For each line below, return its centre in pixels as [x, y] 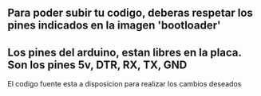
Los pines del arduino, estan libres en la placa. [125, 52]
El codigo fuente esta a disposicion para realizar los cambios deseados [125, 84]
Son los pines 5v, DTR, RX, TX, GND [97, 65]
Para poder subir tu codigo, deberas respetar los [130, 13]
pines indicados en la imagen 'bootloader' [114, 26]
